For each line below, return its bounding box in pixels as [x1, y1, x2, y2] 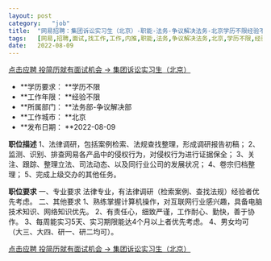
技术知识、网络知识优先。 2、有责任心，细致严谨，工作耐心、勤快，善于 [8, 207, 248, 217]
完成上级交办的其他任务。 [35, 170, 121, 180]
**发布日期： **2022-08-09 [19, 122, 116, 132]
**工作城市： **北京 [19, 112, 86, 122]
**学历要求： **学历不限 [19, 82, 101, 92]
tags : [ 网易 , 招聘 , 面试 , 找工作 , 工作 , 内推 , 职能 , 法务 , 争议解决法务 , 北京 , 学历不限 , [8, 34, 256, 43]
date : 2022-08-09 [8, 42, 74, 50]
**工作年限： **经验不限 [19, 92, 101, 101]
